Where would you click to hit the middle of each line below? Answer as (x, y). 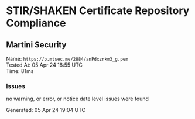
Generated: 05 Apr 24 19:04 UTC (46, 110)
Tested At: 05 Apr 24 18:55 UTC (45, 65)
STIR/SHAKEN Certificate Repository (98, 11)
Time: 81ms (20, 71)
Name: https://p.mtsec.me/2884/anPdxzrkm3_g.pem (67, 59)
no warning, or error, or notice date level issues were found (78, 99)
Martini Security (36, 45)
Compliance (36, 23)
